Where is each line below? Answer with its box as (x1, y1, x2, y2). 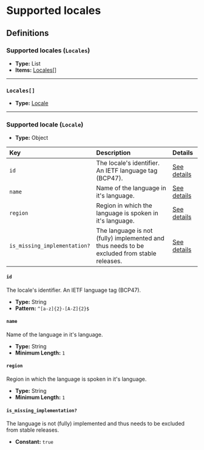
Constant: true (15, 438, 53, 446)
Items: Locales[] (15, 66, 56, 74)
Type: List (15, 60, 41, 67)
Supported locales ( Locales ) (6, 46, 90, 55)
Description (96, 148, 131, 157)
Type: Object (15, 134, 49, 142)
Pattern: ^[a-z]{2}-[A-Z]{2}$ (15, 305, 90, 312)
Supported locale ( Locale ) (6, 120, 84, 129)
